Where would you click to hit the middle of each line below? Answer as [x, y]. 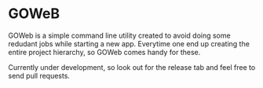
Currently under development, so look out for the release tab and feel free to [132, 67]
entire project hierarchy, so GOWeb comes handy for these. [104, 52]
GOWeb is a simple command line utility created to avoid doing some [119, 35]
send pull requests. [39, 75]
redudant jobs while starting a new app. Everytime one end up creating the [129, 43]
